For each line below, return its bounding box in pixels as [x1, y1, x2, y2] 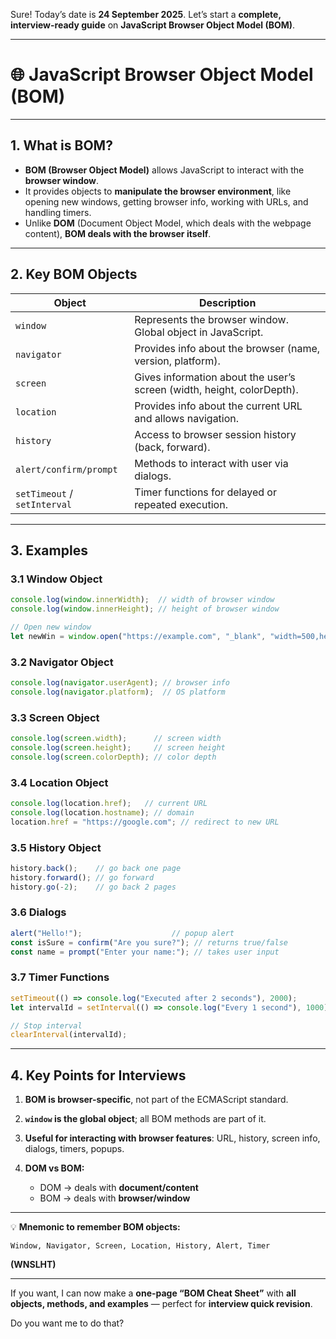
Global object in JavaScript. [134, 325, 264, 339]
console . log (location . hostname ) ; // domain [10, 807, 195, 818]
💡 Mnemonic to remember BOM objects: [10, 1221, 181, 1233]
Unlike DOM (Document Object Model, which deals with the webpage [24, 217, 312, 229]
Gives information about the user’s [134, 370, 296, 384]
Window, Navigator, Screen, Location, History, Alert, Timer [10, 1241, 271, 1251]
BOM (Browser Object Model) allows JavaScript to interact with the [24, 164, 305, 176]
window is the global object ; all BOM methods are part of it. [24, 1113, 267, 1125]
